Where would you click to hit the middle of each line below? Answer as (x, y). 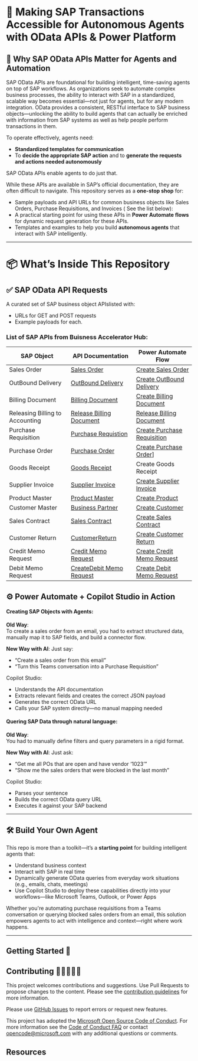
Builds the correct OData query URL (58, 799)
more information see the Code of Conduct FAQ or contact (77, 1027)
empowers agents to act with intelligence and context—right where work (94, 920)
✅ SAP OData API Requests (57, 290)
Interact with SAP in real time (50, 871)
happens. (18, 927)
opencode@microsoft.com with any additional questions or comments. (92, 1033)
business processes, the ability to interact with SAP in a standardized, (91, 95)
